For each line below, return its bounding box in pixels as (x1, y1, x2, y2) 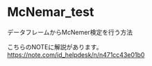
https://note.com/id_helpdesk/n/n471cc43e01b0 (7, 50, 145, 59)
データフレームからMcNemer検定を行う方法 (7, 28, 133, 36)
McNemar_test (7, 4, 94, 20)
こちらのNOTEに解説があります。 (7, 42, 103, 51)
